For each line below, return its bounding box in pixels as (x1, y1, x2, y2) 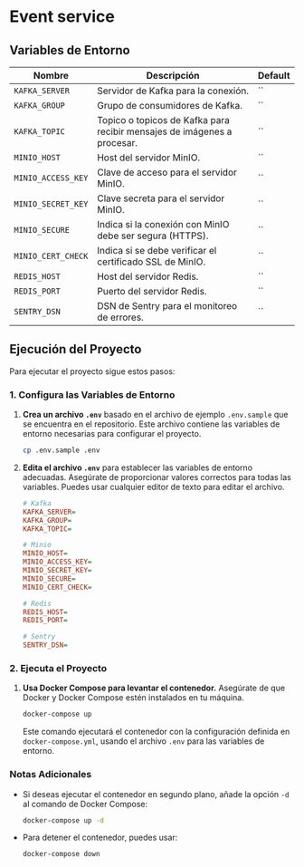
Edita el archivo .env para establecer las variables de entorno (22, 462, 253, 473)
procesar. (96, 137, 138, 149)
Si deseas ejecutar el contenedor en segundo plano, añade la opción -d (22, 788, 290, 799)
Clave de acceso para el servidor (96, 166, 237, 178)
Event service (9, 6, 116, 27)
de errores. (96, 311, 145, 323)
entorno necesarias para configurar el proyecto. (22, 429, 202, 439)
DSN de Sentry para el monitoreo (96, 300, 238, 312)
